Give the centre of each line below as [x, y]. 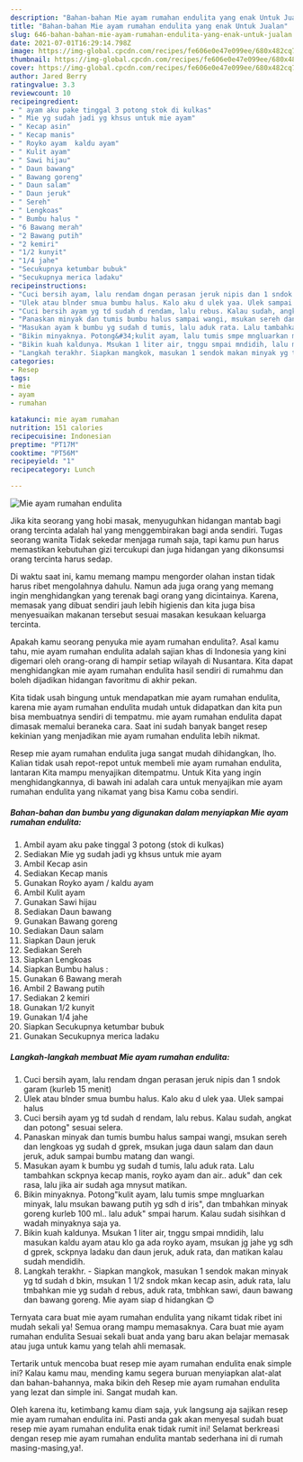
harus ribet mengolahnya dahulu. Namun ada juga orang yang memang [142, 586]
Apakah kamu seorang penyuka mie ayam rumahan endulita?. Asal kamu [145, 642]
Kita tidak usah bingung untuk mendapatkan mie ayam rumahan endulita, [146, 698]
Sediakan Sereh [53, 950]
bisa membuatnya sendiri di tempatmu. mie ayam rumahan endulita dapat [146, 717]
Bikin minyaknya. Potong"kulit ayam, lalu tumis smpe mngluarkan [143, 1194]
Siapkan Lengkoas [58, 959]
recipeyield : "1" [43, 461]
